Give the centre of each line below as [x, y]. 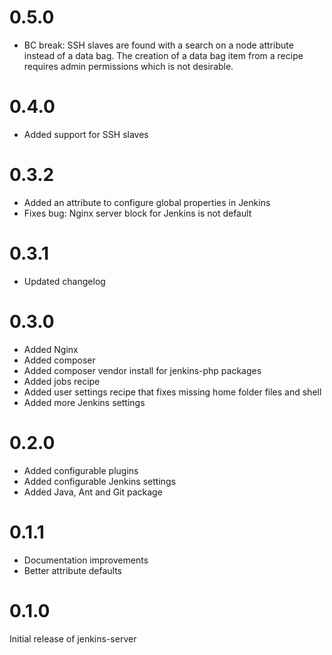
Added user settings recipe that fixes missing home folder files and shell [172, 392]
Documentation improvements [86, 560]
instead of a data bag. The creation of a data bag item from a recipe [163, 55]
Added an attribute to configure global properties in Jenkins [147, 202]
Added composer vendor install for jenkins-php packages [142, 370]
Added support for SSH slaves [86, 134]
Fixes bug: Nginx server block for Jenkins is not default [137, 213]
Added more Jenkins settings [84, 402]
